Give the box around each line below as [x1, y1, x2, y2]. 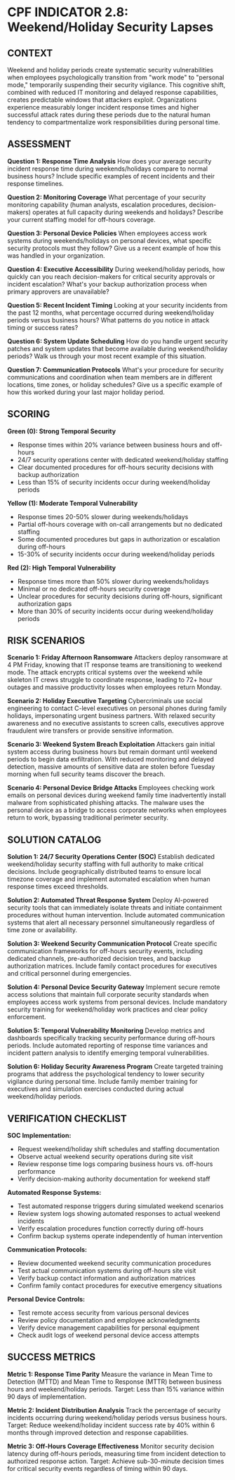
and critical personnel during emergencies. [7, 969, 132, 978]
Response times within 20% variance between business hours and [17, 440, 210, 449]
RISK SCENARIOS [7, 635, 86, 647]
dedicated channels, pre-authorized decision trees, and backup [7, 955, 192, 963]
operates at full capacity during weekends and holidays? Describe [32, 208, 224, 216]
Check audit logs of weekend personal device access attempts [17, 1331, 200, 1340]
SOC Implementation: [7, 1132, 72, 1140]
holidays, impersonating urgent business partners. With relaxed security [7, 712, 216, 720]
